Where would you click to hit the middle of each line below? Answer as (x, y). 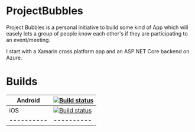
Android (28, 100)
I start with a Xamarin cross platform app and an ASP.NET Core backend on (98, 51)
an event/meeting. (28, 40)
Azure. (14, 57)
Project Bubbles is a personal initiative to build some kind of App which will (97, 27)
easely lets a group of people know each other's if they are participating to (97, 33)
